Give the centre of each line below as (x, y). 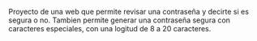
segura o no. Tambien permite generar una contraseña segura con (120, 20)
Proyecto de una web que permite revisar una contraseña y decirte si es (129, 12)
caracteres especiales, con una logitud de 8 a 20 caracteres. (110, 29)
